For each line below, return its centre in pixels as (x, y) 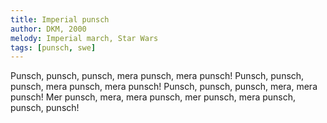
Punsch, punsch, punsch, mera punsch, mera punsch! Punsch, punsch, (157, 76)
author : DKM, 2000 (48, 29)
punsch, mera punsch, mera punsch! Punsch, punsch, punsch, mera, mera (164, 87)
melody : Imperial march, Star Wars (84, 38)
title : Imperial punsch (60, 19)
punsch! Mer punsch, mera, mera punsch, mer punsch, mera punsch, (153, 97)
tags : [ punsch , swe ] (53, 47)
